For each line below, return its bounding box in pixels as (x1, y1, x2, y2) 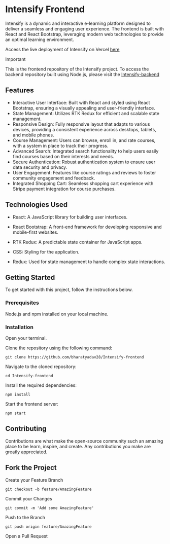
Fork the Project (5, 463, 57, 472)
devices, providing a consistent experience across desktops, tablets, (12, 126, 156, 132)
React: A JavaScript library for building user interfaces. (12, 214, 128, 220)
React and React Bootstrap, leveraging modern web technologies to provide (5, 31, 164, 37)
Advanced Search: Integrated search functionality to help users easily (12, 148, 159, 154)
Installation (5, 323, 34, 331)
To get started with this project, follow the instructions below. (5, 286, 133, 293)
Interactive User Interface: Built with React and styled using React (12, 99, 150, 105)
